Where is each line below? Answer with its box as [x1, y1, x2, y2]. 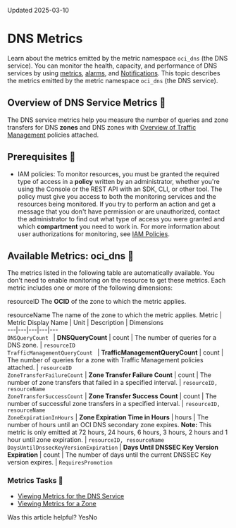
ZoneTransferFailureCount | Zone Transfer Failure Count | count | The [7, 371, 211, 379]
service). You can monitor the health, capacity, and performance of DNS [7, 61, 218, 70]
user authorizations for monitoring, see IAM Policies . [17, 229, 170, 238]
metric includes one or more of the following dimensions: [7, 283, 173, 292]
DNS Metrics [7, 31, 83, 47]
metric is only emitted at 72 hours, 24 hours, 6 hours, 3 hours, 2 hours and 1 [7, 428, 228, 436]
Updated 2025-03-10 [7, 6, 69, 14]
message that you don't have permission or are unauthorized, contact [17, 207, 221, 216]
